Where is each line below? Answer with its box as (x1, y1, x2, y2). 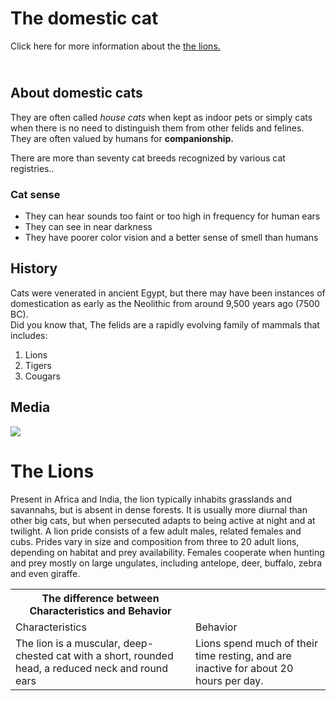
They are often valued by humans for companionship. (10, 132, 235, 144)
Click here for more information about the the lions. (10, 40, 221, 52)
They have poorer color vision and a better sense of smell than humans (24, 232, 319, 244)
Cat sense (10, 187, 61, 201)
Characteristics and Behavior (29, 603, 172, 617)
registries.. (10, 162, 55, 174)
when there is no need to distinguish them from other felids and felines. (10, 122, 305, 134)
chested (15, 648, 54, 662)
